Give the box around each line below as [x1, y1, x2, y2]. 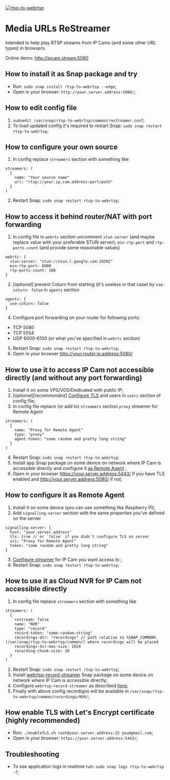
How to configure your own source [5, 143, 118, 151]
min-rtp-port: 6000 [10, 264, 52, 269]
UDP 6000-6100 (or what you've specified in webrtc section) [12, 335, 140, 342]
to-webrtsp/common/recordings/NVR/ [12, 694, 89, 699]
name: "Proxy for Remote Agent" [14, 428, 83, 433]
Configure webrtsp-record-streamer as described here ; [12, 682, 129, 689]
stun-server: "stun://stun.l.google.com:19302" [10, 259, 113, 264]
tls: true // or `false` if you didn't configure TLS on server [10, 534, 150, 539]
